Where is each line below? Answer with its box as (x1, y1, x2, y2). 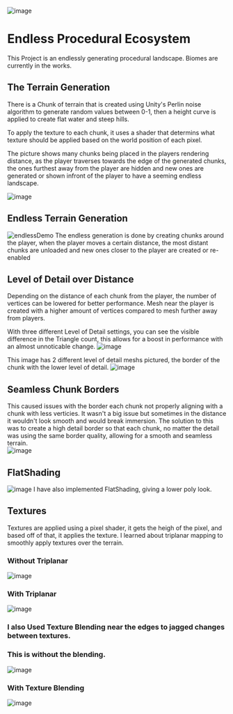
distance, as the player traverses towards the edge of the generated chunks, (7, 157, 227, 165)
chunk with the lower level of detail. (7, 363, 109, 372)
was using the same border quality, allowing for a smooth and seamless (7, 432, 213, 440)
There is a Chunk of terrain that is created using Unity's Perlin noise (7, 100, 202, 108)
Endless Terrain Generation (7, 212, 129, 224)
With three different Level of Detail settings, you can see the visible (7, 327, 200, 336)
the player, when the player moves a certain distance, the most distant (7, 238, 209, 247)
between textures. (7, 631, 71, 641)
